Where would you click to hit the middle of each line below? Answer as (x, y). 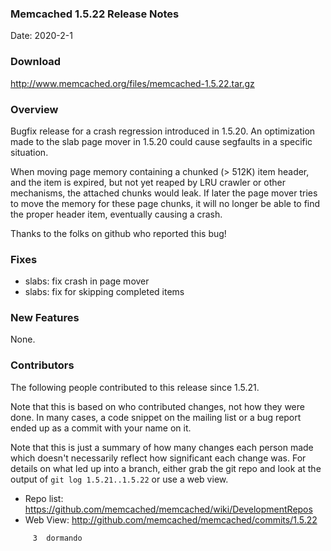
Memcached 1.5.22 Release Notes (95, 14)
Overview (34, 109)
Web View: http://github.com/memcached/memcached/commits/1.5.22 (171, 519)
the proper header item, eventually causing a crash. (116, 214)
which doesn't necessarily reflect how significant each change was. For (158, 458)
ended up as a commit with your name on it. (101, 428)
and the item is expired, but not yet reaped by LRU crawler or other (148, 182)
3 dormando (57, 538)
